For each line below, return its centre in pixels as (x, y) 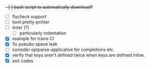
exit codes (22, 61)
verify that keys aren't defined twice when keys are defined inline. (78, 55)
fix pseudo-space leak (35, 44)
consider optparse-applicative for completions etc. (63, 50)
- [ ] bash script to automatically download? (49, 7)
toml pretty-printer (31, 22)
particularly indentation (43, 33)
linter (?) (21, 28)
